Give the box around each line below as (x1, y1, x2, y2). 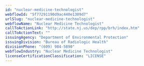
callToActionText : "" (5, 30, 50, 35)
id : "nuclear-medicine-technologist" (5, 7, 84, 12)
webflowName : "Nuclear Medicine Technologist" (5, 21, 104, 26)
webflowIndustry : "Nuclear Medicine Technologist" (5, 49, 113, 54)
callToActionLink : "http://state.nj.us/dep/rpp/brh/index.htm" (5, 26, 140, 31)
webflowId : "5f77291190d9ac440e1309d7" (5, 12, 88, 17)
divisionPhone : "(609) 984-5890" (5, 44, 75, 49)
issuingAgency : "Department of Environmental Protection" (5, 35, 128, 40)
